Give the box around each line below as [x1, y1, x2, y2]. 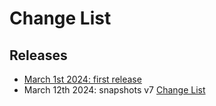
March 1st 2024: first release [23, 73, 142, 85]
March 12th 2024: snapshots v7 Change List [23, 84, 206, 96]
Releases [9, 47, 68, 64]
